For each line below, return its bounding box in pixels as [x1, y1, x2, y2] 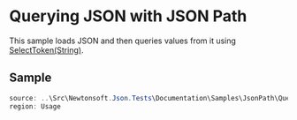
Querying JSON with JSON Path [9, 6, 247, 26]
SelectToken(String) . [9, 44, 84, 55]
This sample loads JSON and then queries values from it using [9, 35, 237, 46]
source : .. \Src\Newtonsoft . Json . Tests [9, 94, 152, 102]
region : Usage [9, 101, 62, 111]
